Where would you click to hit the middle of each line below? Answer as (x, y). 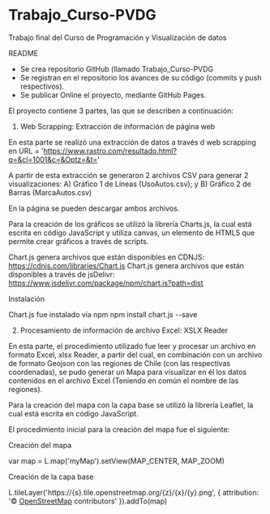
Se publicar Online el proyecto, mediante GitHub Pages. (113, 94)
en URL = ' (26, 150)
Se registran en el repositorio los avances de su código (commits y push (141, 77)
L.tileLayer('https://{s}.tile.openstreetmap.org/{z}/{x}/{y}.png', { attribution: (134, 492)
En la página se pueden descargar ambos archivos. (94, 208)
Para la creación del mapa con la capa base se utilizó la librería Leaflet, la (131, 405)
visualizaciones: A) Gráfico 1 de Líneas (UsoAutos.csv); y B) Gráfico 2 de (130, 184)
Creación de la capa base (51, 477)
